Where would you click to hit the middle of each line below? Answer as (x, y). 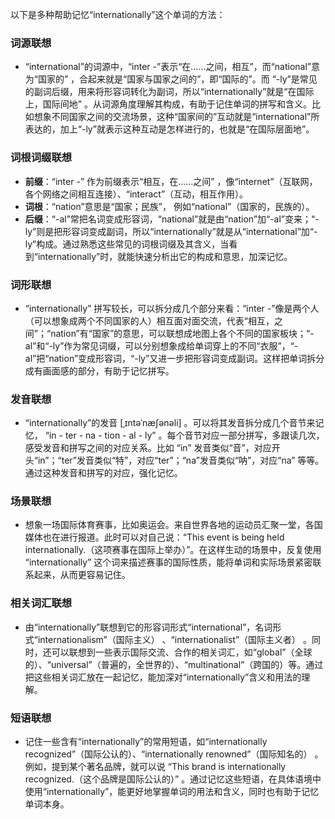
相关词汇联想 (41, 603)
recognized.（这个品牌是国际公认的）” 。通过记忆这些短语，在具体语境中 (173, 779)
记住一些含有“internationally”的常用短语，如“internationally (146, 742)
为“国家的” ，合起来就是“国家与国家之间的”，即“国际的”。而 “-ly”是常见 (171, 79)
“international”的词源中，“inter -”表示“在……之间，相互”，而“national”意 (172, 67)
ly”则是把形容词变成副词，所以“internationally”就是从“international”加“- (171, 231)
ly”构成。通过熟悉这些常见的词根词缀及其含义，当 (127, 244)
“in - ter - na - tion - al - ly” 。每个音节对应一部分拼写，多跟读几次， (184, 435)
